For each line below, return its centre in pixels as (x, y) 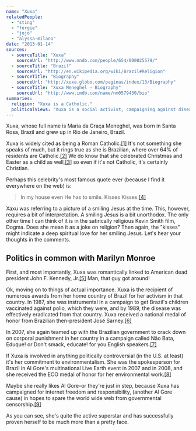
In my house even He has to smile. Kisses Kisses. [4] (83, 197)
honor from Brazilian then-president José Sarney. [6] (69, 321)
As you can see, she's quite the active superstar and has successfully (90, 416)
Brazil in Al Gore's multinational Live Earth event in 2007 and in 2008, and (94, 368)
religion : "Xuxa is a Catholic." (52, 104)
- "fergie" (24, 28)
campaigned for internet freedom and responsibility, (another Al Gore (89, 392)
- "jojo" (22, 33)
